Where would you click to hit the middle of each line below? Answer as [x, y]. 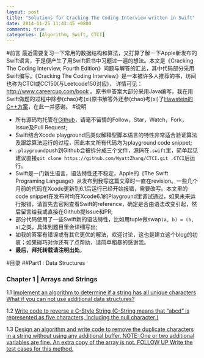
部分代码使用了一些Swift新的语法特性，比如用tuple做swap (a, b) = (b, [104, 219]
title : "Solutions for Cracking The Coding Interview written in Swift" [101, 18]
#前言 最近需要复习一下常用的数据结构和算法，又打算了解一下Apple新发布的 [102, 53]
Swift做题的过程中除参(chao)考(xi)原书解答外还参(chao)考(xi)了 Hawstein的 [100, 99]
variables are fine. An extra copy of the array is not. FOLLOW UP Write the [100, 342]
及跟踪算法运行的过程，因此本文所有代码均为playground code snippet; [104, 143]
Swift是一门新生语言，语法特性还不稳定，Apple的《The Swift [92, 173]
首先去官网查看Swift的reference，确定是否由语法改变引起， [117, 204]
